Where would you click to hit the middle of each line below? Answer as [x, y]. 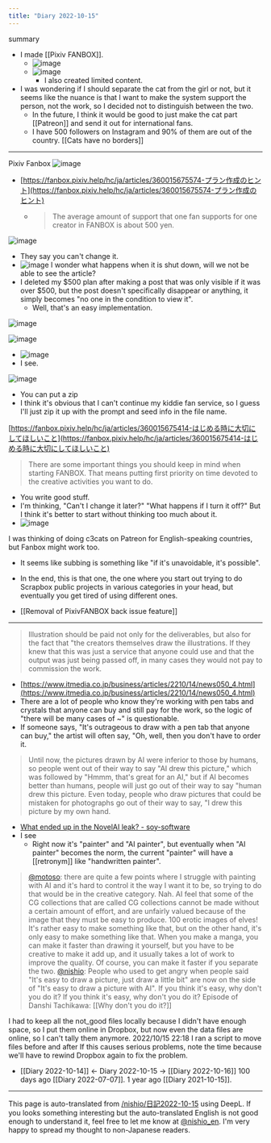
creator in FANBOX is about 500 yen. [113, 225]
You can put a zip [49, 394]
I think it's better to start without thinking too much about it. [119, 514]
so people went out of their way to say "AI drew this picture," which [140, 768]
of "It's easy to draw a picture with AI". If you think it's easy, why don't [145, 988]
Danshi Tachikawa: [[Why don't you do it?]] [100, 1005]
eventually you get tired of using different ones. [99, 595]
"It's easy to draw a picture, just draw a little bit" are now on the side [142, 979]
